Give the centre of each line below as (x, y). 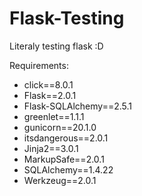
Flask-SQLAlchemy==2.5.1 (78, 106)
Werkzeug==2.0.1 (60, 180)
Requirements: (39, 65)
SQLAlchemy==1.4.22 (68, 169)
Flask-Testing (67, 18)
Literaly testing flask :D (56, 46)
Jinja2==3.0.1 (51, 148)
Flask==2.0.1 (50, 95)
